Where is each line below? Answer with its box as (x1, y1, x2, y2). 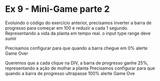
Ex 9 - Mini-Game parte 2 (5, 3, 110, 15)
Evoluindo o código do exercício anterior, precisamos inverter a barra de (5, 20, 152, 26)
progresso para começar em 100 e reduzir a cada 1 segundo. (5, 25, 129, 31)
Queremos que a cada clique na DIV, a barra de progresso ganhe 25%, (5, 60, 149, 66)
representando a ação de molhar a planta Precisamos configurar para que (5, 65, 155, 71)
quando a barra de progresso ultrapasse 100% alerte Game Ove (5, 70, 135, 76)
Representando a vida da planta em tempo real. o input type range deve (5, 30, 151, 36)
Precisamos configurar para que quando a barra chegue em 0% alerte (5, 45, 148, 51)
